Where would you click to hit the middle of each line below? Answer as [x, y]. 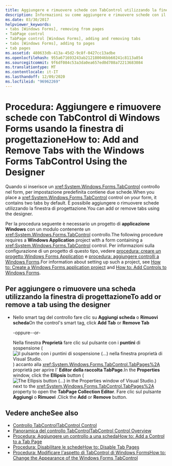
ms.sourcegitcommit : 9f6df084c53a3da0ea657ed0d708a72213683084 [74, 63]
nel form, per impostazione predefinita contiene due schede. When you [80, 192]
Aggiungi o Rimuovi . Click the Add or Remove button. [70, 397]
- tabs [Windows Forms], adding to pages [50, 44]
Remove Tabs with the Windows [75, 150]
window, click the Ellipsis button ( [48, 375]
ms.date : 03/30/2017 [27, 19]
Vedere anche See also [42, 413]
